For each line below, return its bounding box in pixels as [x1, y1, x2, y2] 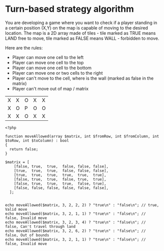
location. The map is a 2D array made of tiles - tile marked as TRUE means [5, 30, 156, 36]
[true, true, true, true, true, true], [14, 172, 107, 177]
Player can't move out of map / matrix [12, 85, 89, 91]
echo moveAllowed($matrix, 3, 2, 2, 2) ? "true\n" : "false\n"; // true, [5, 202, 160, 207]
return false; [9, 146, 38, 152]
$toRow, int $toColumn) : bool [5, 138, 69, 143]
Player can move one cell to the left [12, 54, 84, 60]
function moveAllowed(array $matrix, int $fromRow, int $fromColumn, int [5, 134, 160, 139]
